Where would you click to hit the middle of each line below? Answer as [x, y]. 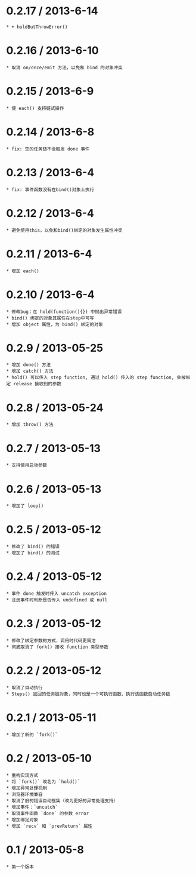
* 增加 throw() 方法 [30, 425]
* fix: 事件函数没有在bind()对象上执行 [50, 189]
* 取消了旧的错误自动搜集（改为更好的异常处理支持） [62, 801]
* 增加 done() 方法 [29, 365]
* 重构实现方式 [22, 775]
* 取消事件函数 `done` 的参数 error [48, 813]
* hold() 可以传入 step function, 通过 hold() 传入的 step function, [90, 377]
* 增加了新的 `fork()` [32, 735]
